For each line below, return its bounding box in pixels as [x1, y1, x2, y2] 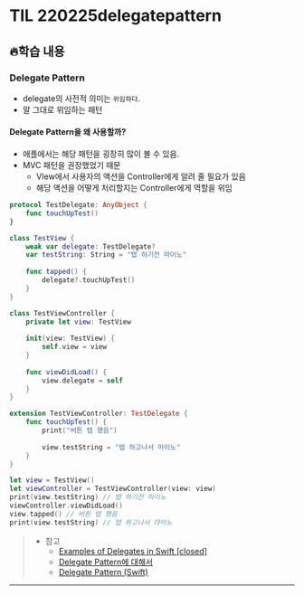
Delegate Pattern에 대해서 [58, 556, 154, 567]
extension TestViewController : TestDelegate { [9, 409, 188, 419]
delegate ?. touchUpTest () [42, 276, 136, 285]
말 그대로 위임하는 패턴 [22, 104, 103, 115]
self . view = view [42, 343, 107, 352]
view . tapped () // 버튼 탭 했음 [9, 509, 118, 518]
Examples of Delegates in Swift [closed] [58, 545, 208, 556]
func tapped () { [25, 268, 88, 277]
